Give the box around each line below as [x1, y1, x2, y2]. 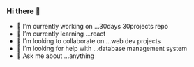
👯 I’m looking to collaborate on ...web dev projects [16, 37, 161, 45]
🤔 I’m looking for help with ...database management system [16, 45, 188, 53]
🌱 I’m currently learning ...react [16, 29, 106, 38]
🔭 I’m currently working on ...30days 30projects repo [16, 22, 169, 31]
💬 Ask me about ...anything [16, 52, 95, 60]
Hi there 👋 [6, 6, 41, 16]
